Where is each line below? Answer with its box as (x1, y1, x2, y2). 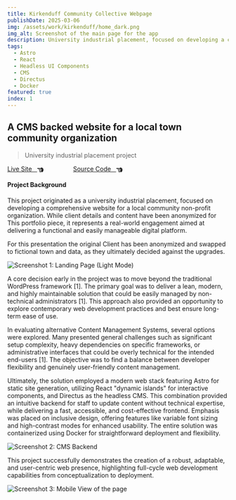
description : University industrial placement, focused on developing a (7, 37, 225, 44)
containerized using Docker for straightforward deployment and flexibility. (7, 429, 221, 437)
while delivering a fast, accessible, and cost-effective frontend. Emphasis (7, 406, 220, 415)
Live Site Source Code (7, 165, 111, 173)
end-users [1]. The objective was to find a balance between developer (7, 356, 211, 364)
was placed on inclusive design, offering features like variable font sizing (7, 414, 218, 423)
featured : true (7, 89, 52, 96)
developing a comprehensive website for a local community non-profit (7, 204, 211, 212)
